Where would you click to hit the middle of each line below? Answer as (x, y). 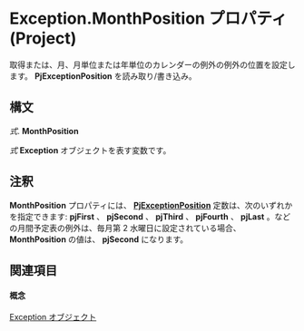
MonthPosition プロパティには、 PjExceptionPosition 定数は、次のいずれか (151, 205)
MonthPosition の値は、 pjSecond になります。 (99, 239)
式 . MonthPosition (44, 131)
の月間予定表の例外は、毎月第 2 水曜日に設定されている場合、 (125, 228)
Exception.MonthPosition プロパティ (148, 19)
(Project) (43, 39)
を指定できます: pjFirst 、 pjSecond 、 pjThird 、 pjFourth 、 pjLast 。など (150, 216)
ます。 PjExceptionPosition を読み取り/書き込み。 (103, 76)
